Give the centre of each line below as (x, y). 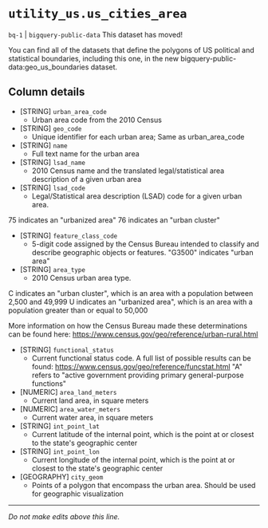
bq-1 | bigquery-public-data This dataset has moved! (96, 34)
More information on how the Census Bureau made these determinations (128, 325)
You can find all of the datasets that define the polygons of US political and (131, 49)
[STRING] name (43, 145)
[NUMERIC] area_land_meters (68, 392)
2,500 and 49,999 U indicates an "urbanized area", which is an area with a (130, 301)
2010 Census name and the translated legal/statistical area (128, 171)
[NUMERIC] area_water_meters (70, 408)
